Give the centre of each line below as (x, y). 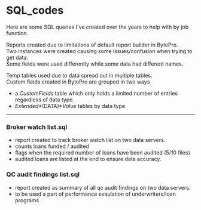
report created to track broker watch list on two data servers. (90, 140)
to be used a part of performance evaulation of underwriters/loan (95, 194)
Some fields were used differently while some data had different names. (95, 64)
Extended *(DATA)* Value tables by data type (70, 106)
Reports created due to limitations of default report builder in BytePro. (92, 45)
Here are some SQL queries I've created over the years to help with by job (98, 27)
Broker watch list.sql (37, 127)
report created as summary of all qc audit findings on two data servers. (103, 187)
